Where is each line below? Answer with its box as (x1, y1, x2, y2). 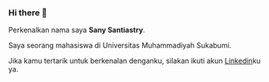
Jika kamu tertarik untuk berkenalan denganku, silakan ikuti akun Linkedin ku (8, 56, 261, 66)
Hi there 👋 (8, 7, 48, 18)
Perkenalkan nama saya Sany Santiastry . (8, 25, 146, 35)
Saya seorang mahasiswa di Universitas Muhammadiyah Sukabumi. (8, 41, 232, 50)
